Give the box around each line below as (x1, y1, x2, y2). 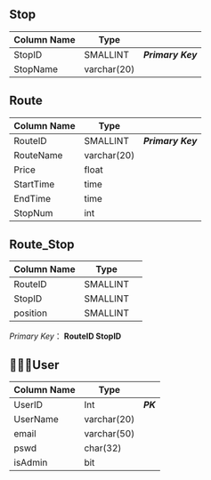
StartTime (13, 178, 55, 190)
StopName (13, 62, 59, 75)
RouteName (13, 148, 63, 161)
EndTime (13, 192, 52, 204)
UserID (13, 399, 43, 412)
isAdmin (13, 457, 48, 469)
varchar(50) (84, 428, 135, 440)
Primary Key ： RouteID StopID (9, 331, 122, 341)
